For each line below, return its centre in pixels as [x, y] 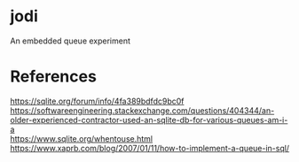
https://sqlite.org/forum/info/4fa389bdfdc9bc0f [97, 101]
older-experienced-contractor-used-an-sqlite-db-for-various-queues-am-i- [149, 120]
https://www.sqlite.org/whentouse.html [82, 138]
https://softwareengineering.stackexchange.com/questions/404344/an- [142, 110]
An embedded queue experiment [71, 41]
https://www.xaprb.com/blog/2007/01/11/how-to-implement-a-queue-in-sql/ [150, 148]
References [53, 77]
